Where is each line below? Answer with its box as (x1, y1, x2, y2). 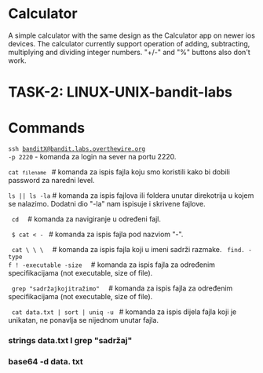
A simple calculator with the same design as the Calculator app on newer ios (8, 31, 255, 40)
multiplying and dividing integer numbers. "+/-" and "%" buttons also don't (8, 47, 251, 57)
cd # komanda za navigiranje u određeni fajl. (11, 214, 162, 224)
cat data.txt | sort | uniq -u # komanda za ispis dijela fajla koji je (11, 307, 237, 316)
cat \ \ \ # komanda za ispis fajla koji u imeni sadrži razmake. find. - (11, 245, 253, 254)
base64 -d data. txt (8, 356, 84, 367)
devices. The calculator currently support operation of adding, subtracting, (8, 38, 250, 48)
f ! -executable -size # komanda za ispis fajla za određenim (8, 260, 216, 269)
